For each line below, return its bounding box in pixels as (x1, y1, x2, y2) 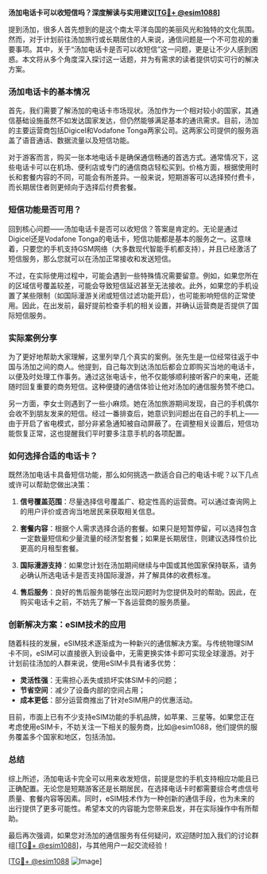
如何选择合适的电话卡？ (8, 450, 98, 461)
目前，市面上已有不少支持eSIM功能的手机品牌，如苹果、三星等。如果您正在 (8, 712, 255, 722)
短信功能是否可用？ (8, 205, 82, 216)
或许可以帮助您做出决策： (8, 480, 92, 490)
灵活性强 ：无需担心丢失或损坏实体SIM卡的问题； (19, 676, 180, 685)
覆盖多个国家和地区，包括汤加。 (14, 732, 120, 742)
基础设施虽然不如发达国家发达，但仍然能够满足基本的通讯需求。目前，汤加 (14, 115, 259, 126)
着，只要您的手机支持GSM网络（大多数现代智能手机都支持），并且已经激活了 (8, 244, 258, 253)
